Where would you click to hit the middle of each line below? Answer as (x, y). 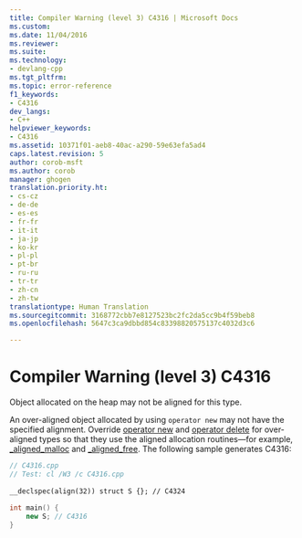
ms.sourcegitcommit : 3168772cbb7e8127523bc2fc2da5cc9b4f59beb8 (132, 315)
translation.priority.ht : (58, 188)
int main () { (34, 508)
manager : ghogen (40, 179)
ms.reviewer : (34, 43)
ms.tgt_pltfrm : (38, 78)
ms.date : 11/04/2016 (49, 35)
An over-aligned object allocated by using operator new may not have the (147, 420)
